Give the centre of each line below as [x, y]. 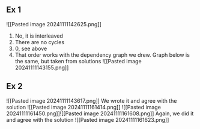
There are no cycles [40, 42]
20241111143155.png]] [42, 67]
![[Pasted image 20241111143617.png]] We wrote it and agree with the [92, 100]
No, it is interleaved [39, 36]
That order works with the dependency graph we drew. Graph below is [102, 55]
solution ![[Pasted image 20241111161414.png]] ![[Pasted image [83, 107]
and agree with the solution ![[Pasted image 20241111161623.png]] [88, 119]
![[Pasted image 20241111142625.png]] [54, 24]
